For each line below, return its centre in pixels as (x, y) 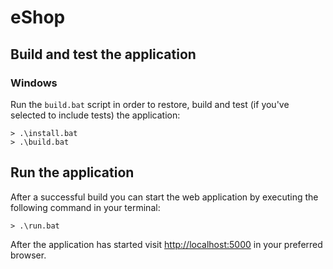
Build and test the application (103, 54)
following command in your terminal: (85, 207)
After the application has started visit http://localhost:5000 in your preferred (166, 244)
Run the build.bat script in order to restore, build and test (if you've (150, 104)
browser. (28, 255)
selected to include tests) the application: (95, 115)
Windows (34, 83)
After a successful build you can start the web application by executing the (164, 197)
